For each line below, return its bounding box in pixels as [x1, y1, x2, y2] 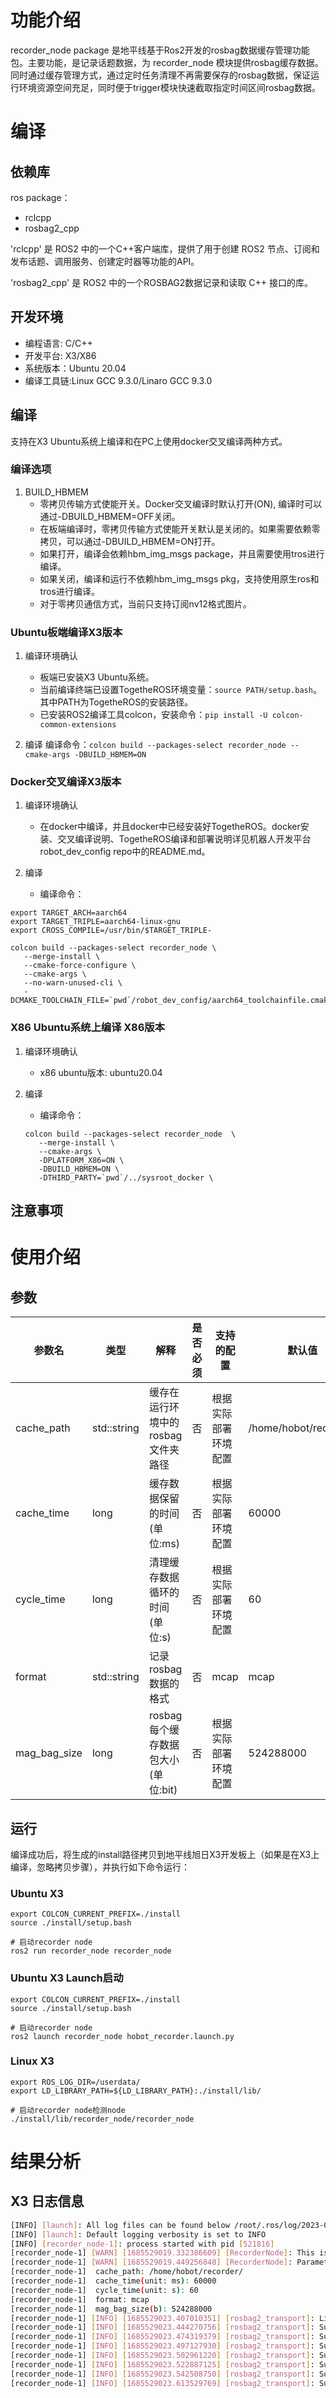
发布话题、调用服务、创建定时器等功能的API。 [10, 255, 200, 267]
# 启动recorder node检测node [10, 2105, 126, 2115]
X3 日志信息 [10, 2193, 85, 2210]
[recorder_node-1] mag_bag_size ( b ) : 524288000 [10, 2304, 213, 2314]
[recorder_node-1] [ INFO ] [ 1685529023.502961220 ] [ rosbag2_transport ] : [10, 2351, 315, 2361]
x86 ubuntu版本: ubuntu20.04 [39, 1066, 163, 1078]
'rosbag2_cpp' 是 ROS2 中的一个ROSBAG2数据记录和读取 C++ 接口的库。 [10, 276, 313, 288]
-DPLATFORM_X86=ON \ [38, 1155, 125, 1165]
